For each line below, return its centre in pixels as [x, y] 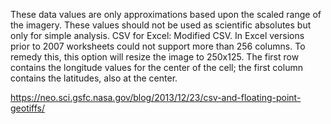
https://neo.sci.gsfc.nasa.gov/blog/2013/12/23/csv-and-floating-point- [156, 97]
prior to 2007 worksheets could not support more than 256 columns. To [158, 46]
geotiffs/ [28, 108]
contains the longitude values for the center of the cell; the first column [156, 67]
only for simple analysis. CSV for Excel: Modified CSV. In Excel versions [157, 35]
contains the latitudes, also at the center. [94, 78]
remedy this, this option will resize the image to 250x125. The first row [155, 57]
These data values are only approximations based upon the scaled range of [166, 14]
